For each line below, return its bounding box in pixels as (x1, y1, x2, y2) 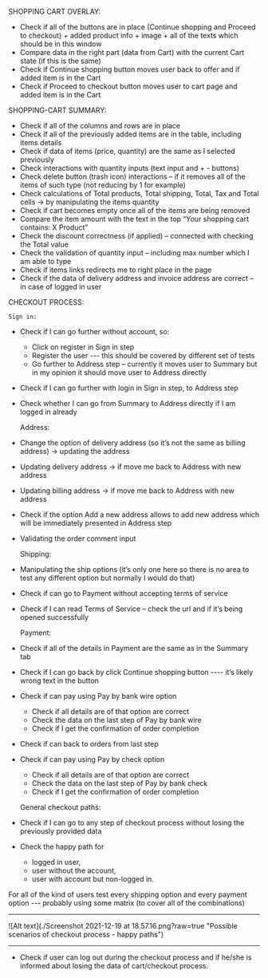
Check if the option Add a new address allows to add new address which (19, 510, 260, 519)
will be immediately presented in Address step (19, 519, 172, 527)
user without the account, (31, 866, 116, 875)
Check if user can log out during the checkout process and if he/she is (19, 952, 252, 962)
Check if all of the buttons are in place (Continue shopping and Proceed (19, 22, 256, 31)
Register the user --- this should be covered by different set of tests (31, 351, 255, 360)
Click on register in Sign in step (31, 342, 135, 352)
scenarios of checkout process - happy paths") (8, 929, 164, 939)
